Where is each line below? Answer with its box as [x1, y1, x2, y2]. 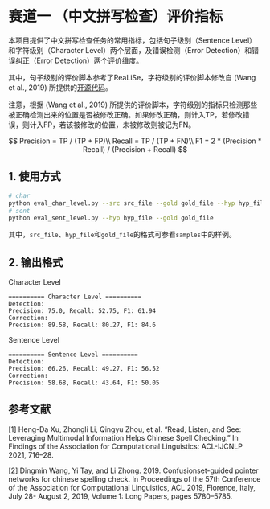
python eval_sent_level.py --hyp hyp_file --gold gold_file [8, 214, 215, 222]
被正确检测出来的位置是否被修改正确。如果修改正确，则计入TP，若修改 [8, 109, 243, 119]
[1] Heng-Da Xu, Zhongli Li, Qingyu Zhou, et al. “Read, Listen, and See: [8, 424, 242, 434]
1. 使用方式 [8, 170, 62, 183]
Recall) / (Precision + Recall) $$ [83, 144, 187, 154]
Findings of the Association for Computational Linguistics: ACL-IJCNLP [8, 441, 243, 451]
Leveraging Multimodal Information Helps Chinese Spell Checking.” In [8, 433, 239, 442]
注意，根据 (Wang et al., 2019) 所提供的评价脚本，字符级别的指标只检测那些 [8, 100, 258, 109]
